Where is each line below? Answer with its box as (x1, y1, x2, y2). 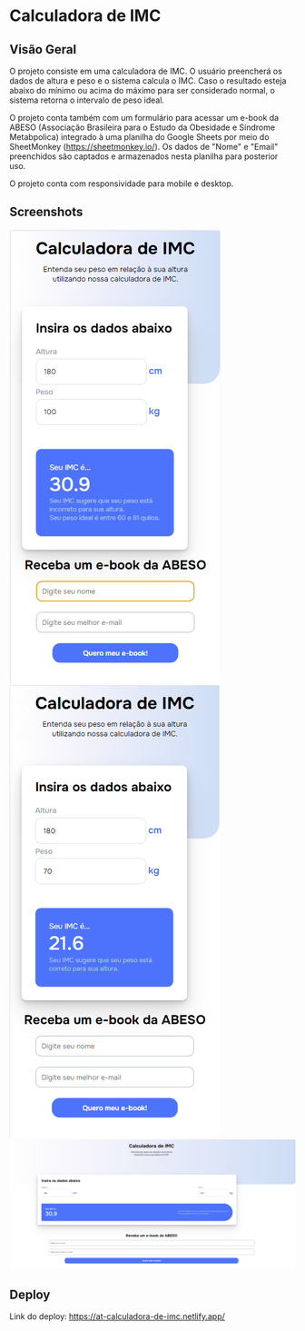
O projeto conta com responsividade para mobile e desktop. (9, 178, 234, 189)
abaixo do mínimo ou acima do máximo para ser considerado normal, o (9, 85, 275, 95)
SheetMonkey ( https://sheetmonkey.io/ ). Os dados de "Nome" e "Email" (9, 142, 279, 152)
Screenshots (9, 204, 84, 220)
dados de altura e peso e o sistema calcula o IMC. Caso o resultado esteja (9, 75, 287, 86)
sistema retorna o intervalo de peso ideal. (9, 94, 165, 105)
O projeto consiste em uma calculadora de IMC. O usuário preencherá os (9, 65, 283, 76)
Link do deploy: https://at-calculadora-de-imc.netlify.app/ (9, 1311, 225, 1322)
